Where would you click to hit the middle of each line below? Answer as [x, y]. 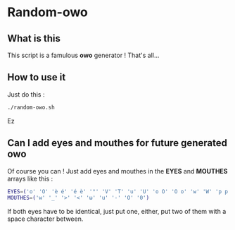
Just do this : [26, 94]
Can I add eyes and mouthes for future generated [117, 143]
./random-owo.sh [31, 107]
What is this [34, 38]
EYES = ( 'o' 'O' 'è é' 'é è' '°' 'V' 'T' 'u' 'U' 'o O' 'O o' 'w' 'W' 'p [115, 191]
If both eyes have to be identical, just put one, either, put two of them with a [117, 212]
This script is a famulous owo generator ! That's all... [83, 55]
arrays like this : [30, 178]
